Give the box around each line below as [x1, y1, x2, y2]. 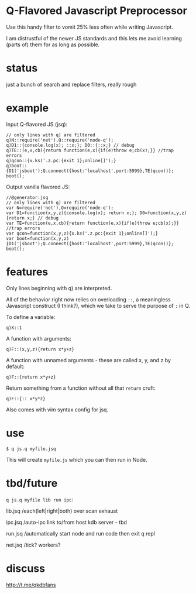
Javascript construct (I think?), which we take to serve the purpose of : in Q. [6, 302, 190, 309]
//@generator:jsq [6, 194, 49, 200]
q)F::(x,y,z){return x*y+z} [6, 346, 75, 352]
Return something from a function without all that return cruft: [6, 384, 156, 392]
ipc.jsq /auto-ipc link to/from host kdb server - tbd [6, 519, 128, 526]
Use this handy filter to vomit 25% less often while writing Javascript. [6, 23, 174, 30]
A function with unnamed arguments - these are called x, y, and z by [6, 356, 171, 363]
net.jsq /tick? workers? [6, 541, 61, 548]
